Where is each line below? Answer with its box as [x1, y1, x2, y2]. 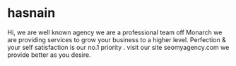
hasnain [7, 5, 56, 21]
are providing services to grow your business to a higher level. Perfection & [7, 35, 226, 44]
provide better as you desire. [7, 51, 91, 59]
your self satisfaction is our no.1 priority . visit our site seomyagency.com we [7, 43, 230, 51]
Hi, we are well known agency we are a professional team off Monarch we [7, 28, 223, 37]
